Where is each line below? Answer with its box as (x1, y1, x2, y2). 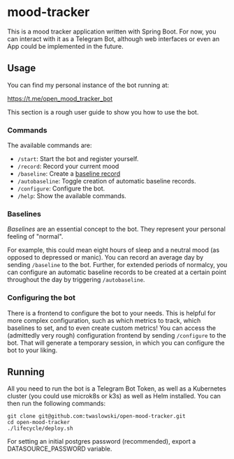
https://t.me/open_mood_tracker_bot (7, 94, 113, 103)
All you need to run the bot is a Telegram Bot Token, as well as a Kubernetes (7, 384, 227, 393)
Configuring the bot (7, 293, 75, 303)
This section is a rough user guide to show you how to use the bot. (7, 107, 199, 116)
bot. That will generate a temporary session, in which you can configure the (7, 338, 225, 347)
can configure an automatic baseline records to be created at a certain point (7, 268, 227, 276)
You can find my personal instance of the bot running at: (7, 81, 170, 89)
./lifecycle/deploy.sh (7, 425, 73, 432)
